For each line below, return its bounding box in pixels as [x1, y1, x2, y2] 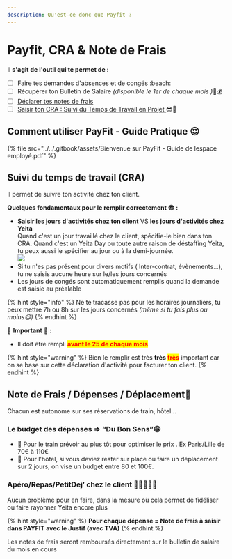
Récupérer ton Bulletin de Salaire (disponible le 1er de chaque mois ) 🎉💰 [17, 87, 223, 95]
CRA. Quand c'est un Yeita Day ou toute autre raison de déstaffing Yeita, [17, 239, 224, 247]
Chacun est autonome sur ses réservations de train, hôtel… [7, 407, 177, 415]
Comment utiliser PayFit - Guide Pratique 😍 [7, 125, 200, 137]
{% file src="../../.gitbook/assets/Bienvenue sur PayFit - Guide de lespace [7, 144, 217, 153]
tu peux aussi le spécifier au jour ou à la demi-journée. [17, 247, 174, 255]
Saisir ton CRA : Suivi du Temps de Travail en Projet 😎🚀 [17, 105, 177, 113]
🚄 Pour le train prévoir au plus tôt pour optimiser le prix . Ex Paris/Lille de [17, 440, 225, 449]
